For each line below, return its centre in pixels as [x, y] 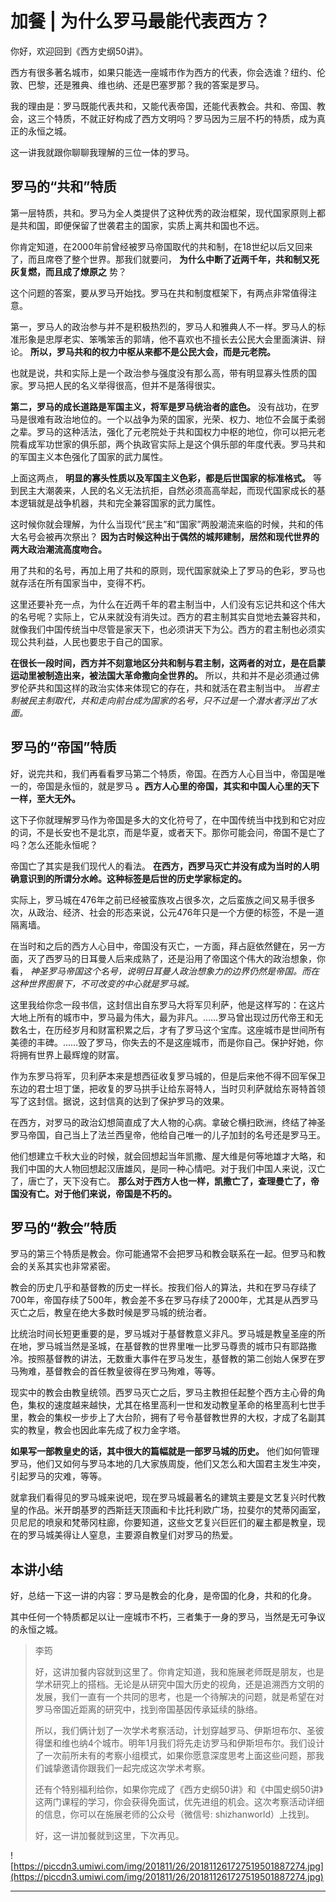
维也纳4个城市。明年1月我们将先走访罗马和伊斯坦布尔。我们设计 [193, 1743]
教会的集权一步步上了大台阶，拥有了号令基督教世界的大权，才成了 [163, 1418]
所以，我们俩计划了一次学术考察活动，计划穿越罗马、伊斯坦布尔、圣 [175, 1731]
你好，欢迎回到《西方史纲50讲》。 [79, 51]
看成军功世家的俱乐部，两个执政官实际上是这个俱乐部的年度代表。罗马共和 [172, 444]
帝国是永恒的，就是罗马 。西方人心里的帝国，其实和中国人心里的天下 [178, 786]
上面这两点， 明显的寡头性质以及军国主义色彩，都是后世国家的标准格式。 [160, 478]
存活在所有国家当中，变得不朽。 [84, 583]
